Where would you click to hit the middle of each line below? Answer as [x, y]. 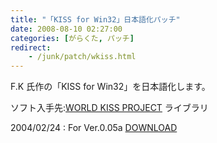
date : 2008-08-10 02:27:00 [66, 29]
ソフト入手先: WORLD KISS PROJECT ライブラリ [109, 108]
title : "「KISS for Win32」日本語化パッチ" [95, 19]
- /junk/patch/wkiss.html [82, 57]
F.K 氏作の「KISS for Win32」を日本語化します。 [110, 87]
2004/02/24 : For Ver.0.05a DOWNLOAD [94, 128]
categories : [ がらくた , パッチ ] [72, 38]
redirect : [31, 47]
